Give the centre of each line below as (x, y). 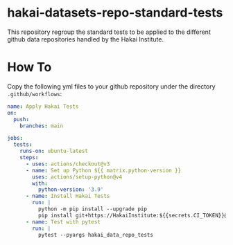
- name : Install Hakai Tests (68, 196)
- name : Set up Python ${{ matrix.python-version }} (103, 170)
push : (21, 119)
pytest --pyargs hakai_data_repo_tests (96, 235)
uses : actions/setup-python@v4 (77, 177)
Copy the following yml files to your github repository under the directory (112, 86)
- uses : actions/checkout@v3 (68, 164)
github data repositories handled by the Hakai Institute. (86, 39)
